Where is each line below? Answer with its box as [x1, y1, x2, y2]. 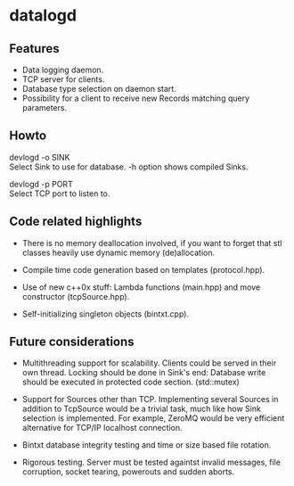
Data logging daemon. [21, 64, 104, 75]
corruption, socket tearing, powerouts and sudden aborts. [21, 466, 235, 477]
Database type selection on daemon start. [21, 84, 176, 94]
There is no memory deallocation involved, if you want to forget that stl [21, 237, 282, 248]
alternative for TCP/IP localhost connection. [21, 423, 183, 433]
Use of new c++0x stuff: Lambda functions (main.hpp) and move [21, 282, 261, 292]
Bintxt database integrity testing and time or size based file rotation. [21, 440, 272, 450]
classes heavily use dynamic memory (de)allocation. [21, 247, 216, 258]
